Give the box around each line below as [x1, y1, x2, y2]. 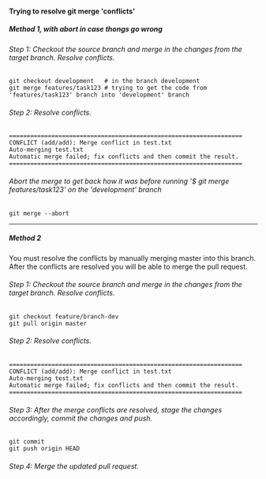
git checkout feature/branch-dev [9, 312, 119, 320]
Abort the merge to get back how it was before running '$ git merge [9, 176, 230, 186]
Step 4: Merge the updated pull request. [9, 461, 139, 470]
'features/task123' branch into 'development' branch [9, 91, 190, 99]
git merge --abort [9, 209, 69, 217]
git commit [9, 438, 45, 446]
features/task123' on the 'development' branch [9, 184, 162, 194]
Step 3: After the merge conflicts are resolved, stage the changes [9, 405, 223, 414]
